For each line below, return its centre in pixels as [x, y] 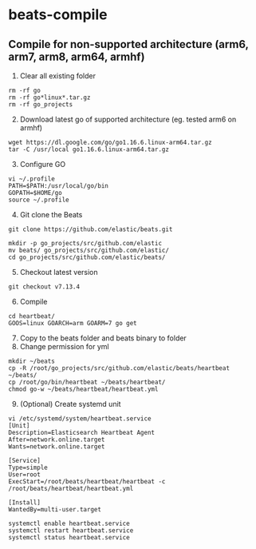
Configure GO [43, 164]
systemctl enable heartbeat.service [69, 523]
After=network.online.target [57, 440]
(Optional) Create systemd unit [70, 404]
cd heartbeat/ [32, 316]
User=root [25, 475]
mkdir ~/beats [32, 361]
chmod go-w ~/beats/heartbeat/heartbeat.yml [83, 389]
